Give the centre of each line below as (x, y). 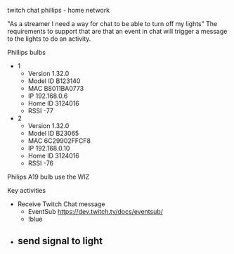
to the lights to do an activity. (49, 39)
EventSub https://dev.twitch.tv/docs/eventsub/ (96, 211)
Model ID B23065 (53, 133)
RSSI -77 (41, 111)
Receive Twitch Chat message (61, 204)
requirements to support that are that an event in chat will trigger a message (117, 31)
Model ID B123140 (54, 81)
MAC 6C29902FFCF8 (59, 141)
